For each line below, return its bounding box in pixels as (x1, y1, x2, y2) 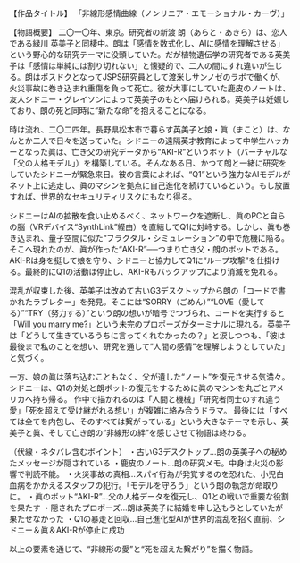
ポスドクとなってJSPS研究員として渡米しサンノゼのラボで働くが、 (39, 72, 286, 82)
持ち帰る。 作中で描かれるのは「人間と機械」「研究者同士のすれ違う (32, 394, 281, 405)
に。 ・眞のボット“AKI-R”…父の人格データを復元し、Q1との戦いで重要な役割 (9, 491, 290, 501)
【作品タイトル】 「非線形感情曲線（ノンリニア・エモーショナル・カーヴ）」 (9, 8, 289, 18)
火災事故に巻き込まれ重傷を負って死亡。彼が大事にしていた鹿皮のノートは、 (9, 83, 290, 93)
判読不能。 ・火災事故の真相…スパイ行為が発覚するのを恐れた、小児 (24, 469, 277, 479)
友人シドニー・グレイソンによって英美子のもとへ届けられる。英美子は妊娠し (9, 94, 290, 105)
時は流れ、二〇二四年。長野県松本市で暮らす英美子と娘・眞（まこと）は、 (9, 124, 283, 134)
